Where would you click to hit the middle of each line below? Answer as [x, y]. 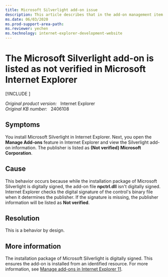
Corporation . [19, 153]
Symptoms [23, 125]
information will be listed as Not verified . [48, 202]
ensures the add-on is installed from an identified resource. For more [77, 264]
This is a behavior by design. [35, 231]
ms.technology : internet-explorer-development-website [64, 33]
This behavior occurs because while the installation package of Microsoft [81, 181]
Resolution [22, 218]
